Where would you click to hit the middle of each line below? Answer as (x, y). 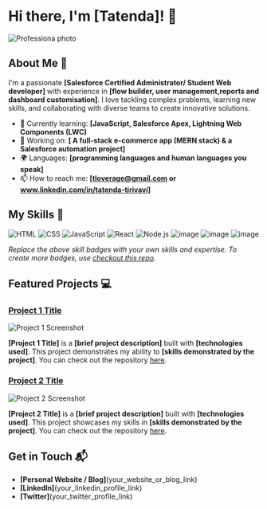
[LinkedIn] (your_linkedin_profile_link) (81, 488)
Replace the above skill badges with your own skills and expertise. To (123, 249)
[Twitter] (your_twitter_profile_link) (76, 496)
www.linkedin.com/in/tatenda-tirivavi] (85, 190)
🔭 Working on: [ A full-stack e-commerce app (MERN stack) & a (126, 140)
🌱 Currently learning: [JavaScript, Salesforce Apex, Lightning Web (131, 123)
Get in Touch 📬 (48, 456)
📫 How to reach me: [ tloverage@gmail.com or (98, 178)
